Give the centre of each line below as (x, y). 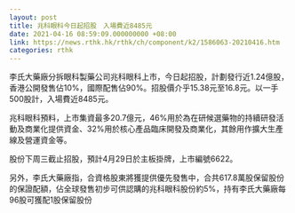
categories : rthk (41, 51)
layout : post (33, 17)
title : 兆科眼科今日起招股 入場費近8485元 (81, 26)
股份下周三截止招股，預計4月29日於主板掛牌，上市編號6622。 (124, 159)
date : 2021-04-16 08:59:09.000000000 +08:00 (93, 34)
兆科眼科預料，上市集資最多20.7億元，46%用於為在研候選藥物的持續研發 (143, 118)
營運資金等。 (48, 140)
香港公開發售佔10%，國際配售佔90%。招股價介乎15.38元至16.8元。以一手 (144, 88)
